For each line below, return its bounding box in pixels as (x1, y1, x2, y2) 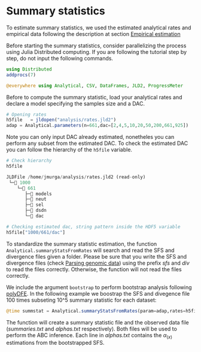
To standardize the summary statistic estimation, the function (6, 240, 157, 247)
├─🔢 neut (25, 196, 47, 202)
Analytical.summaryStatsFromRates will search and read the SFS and (6, 247, 175, 254)
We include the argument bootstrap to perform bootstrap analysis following (6, 283, 192, 291)
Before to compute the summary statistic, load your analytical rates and (6, 93, 182, 101)
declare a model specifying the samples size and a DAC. (6, 100, 145, 107)
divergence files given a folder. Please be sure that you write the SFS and (6, 253, 187, 260)
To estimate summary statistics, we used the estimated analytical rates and (6, 24, 191, 31)
